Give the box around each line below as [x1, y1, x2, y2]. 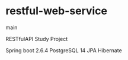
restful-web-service [5, 4, 108, 18]
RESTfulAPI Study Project [5, 35, 68, 42]
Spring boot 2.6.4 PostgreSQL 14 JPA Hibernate [5, 46, 122, 54]
